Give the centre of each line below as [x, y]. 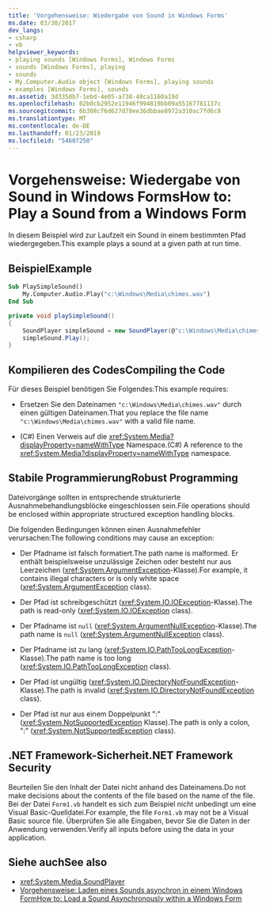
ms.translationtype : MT [47, 119]
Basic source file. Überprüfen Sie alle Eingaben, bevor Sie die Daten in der [129, 821]
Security [30, 768]
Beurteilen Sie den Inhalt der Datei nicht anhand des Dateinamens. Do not [127, 787]
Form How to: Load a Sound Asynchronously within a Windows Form [131, 898]
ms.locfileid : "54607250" [51, 140]
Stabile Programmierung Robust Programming [123, 478]
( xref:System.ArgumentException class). [85, 586]
